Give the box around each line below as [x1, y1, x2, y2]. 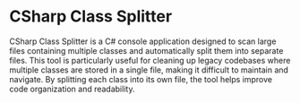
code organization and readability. [9, 83, 135, 94]
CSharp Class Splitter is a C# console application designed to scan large [9, 36, 277, 47]
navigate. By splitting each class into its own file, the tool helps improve [9, 73, 273, 84]
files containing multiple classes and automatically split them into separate [9, 45, 284, 56]
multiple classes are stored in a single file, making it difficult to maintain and [9, 64, 289, 75]
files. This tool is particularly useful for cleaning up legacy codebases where [9, 55, 291, 65]
